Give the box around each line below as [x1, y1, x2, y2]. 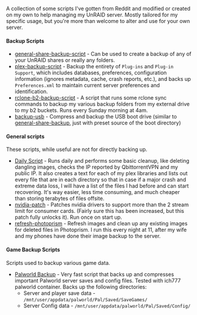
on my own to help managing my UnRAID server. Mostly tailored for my [6, 11, 178, 18]
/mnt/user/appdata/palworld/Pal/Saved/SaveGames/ [23, 297, 148, 303]
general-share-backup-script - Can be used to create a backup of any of [14, 50, 192, 58]
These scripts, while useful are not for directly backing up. [6, 146, 148, 153]
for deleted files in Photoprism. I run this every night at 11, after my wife [14, 227, 187, 234]
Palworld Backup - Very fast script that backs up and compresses [14, 271, 175, 278]
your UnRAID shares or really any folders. [14, 57, 115, 64]
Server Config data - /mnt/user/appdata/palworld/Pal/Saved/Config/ [23, 302, 191, 309]
